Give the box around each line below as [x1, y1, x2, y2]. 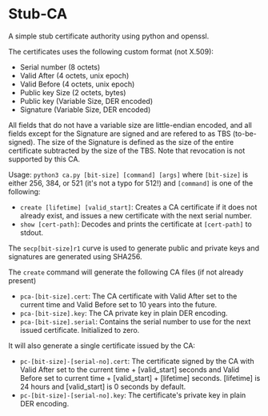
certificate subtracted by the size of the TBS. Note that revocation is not [8, 146, 246, 155]
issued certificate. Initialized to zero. [19, 325, 140, 334]
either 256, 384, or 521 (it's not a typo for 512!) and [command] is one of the [8, 178, 254, 188]
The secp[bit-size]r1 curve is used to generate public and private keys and [8, 243, 260, 253]
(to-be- [232, 129, 258, 138]
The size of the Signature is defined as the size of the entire [37, 137, 234, 146]
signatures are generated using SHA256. [8, 251, 142, 261]
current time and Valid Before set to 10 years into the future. [19, 299, 218, 309]
